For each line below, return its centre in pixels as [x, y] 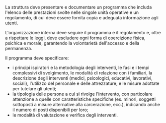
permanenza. [19, 48]
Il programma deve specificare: [37, 58]
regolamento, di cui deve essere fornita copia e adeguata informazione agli [82, 18]
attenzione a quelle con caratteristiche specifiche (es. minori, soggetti [84, 99]
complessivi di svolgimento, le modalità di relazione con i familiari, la [82, 73]
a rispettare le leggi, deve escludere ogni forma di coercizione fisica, [75, 38]
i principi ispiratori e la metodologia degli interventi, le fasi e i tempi [81, 67]
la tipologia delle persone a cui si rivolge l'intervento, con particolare [82, 94]
